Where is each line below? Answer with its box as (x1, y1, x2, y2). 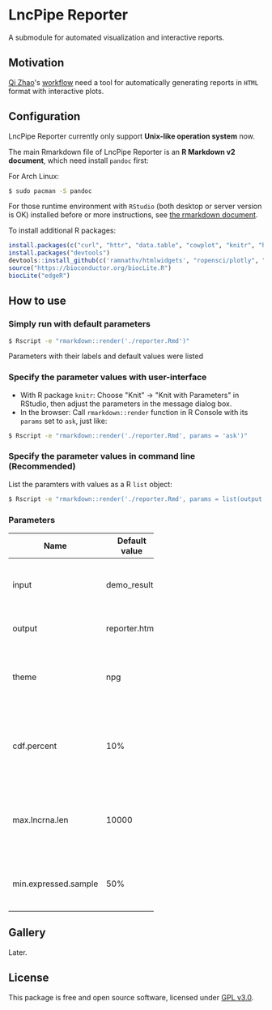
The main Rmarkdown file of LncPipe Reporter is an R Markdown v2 (8, 147, 236, 156)
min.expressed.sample (12, 878, 99, 889)
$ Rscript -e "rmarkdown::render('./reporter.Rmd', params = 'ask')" (8, 431, 249, 439)
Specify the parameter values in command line (8, 451, 196, 462)
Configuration (8, 109, 81, 123)
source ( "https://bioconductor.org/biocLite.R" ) (8, 264, 172, 272)
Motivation (8, 56, 65, 70)
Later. (8, 947, 28, 957)
